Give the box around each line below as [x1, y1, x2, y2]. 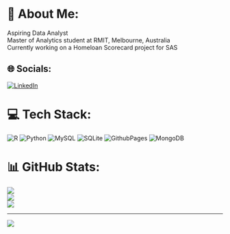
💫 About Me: [7, 6, 79, 22]
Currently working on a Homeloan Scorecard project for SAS [7, 43, 178, 51]
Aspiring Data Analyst [7, 29, 68, 37]
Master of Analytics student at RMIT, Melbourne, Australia [7, 36, 170, 44]
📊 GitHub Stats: [7, 159, 101, 174]
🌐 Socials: [7, 63, 52, 75]
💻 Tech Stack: [7, 106, 92, 122]
